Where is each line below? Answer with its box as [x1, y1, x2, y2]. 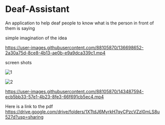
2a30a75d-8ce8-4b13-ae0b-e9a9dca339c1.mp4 [5, 50, 106, 56]
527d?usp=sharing [5, 114, 44, 120]
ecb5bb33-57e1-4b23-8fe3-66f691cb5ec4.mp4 [5, 94, 104, 100]
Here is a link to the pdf [5, 103, 53, 109]
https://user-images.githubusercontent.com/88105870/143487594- [5, 88, 144, 94]
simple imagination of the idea [5, 35, 67, 41]
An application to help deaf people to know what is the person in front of [5, 20, 155, 26]
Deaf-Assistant [5, 3, 70, 15]
